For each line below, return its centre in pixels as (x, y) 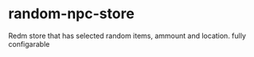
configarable (29, 44)
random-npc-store (72, 14)
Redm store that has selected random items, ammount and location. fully (127, 36)
